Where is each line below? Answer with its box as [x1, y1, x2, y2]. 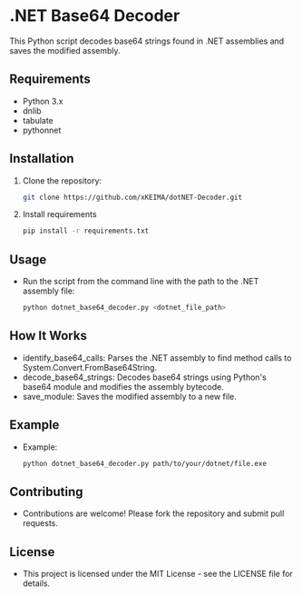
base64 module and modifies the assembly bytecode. [22, 381, 224, 392]
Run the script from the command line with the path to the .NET [22, 276, 259, 287]
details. [22, 578, 51, 589]
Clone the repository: [22, 174, 102, 186]
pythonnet [22, 124, 62, 135]
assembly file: [22, 285, 75, 296]
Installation [9, 151, 74, 166]
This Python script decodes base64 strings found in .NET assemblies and [9, 35, 285, 46]
